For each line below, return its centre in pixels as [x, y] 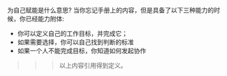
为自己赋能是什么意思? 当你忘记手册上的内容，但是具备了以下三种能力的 [111, 10]
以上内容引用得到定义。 [93, 65]
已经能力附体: [45, 19]
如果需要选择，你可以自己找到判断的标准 [75, 42]
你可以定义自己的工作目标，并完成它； [72, 34]
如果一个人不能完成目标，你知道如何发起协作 [82, 51]
